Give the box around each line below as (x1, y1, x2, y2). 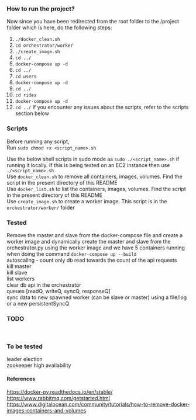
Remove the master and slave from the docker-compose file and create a (6, 231, 183, 238)
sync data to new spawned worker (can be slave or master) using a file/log (6, 294, 187, 301)
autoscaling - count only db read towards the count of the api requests (6, 256, 177, 263)
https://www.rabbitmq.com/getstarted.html (6, 394, 111, 401)
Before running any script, (6, 138, 70, 145)
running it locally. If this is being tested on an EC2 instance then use (6, 161, 170, 168)
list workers (6, 275, 35, 282)
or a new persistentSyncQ (6, 300, 70, 307)
